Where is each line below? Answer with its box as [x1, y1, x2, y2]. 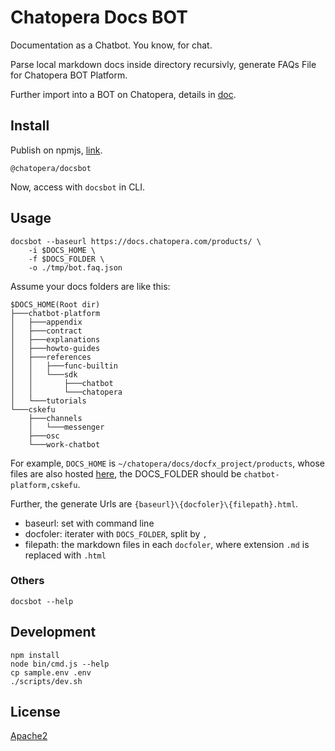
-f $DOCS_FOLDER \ [28, 254, 105, 264]
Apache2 [10, 730, 48, 742]
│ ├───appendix [10, 317, 83, 327]
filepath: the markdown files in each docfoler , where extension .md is [24, 538, 310, 550]
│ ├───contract [10, 326, 83, 336]
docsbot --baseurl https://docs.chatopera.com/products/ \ [10, 236, 262, 246]
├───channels [28, 413, 83, 423]
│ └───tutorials [10, 396, 87, 406]
